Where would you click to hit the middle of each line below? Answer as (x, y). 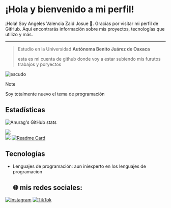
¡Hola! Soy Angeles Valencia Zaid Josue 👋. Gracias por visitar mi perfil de (82, 23)
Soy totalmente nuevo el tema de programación (55, 94)
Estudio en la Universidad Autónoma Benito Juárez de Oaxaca (84, 49)
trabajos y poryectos (39, 64)
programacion (27, 171)
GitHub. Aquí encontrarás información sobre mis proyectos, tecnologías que (85, 29)
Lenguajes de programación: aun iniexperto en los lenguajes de (79, 166)
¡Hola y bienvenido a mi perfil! (70, 9)
